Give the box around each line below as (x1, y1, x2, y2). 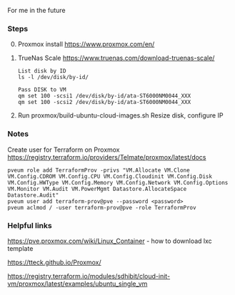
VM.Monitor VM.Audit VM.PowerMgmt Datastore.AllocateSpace (7, 185, 187, 192)
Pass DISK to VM (17, 86, 66, 93)
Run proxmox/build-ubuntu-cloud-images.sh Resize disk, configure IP (17, 111, 224, 120)
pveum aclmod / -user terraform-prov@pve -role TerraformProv (7, 204, 196, 211)
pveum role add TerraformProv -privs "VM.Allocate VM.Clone (7, 167, 191, 174)
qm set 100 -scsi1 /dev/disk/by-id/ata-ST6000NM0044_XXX (17, 93, 191, 100)
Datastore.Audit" (7, 192, 59, 199)
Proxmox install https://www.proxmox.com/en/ (17, 40, 155, 48)
